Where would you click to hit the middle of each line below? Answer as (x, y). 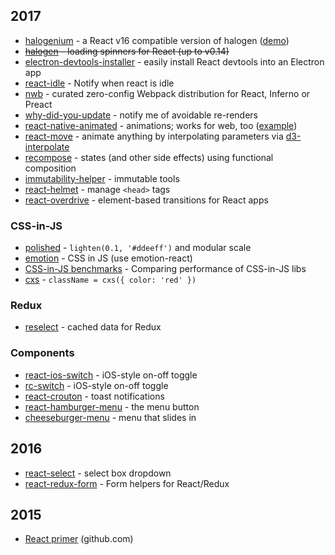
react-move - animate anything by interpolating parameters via (154, 136)
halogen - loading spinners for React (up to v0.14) (127, 51)
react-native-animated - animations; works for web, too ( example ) (161, 125)
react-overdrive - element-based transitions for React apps (146, 200)
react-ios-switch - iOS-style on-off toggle (111, 375)
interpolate (47, 146)
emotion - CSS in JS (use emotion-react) (108, 258)
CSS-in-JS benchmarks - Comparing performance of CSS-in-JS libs (165, 269)
